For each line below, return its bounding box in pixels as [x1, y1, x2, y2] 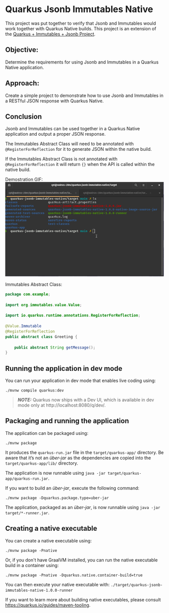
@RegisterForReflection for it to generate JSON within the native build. [5, 146, 152, 152]
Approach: [5, 79, 39, 88]
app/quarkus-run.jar [5, 476, 49, 481]
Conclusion [5, 112, 42, 121]
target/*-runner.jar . [5, 510, 50, 516]
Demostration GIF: [5, 177, 43, 183]
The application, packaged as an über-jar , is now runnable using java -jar [5, 504, 160, 510]
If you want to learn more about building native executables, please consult [5, 596, 161, 602]
